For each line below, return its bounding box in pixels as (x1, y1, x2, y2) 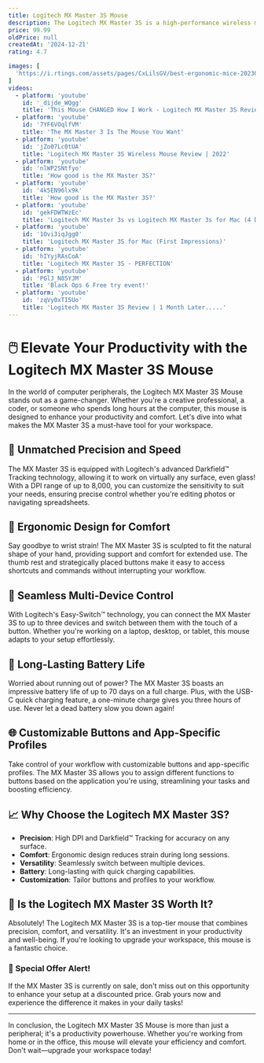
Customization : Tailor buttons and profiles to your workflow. (19, 874, 216, 885)
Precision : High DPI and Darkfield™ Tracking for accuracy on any (19, 833, 230, 842)
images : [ (8, 62, 41, 71)
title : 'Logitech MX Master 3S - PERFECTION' (22, 259, 174, 267)
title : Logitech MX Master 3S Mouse (8, 11, 128, 20)
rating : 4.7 (8, 48, 47, 56)
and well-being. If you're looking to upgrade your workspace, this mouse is (8, 935, 251, 944)
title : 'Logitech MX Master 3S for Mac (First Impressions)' (22, 237, 226, 246)
